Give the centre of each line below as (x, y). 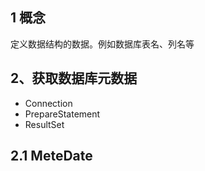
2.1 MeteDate (51, 156)
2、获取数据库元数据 (74, 78)
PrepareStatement (62, 114)
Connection (48, 103)
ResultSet (44, 124)
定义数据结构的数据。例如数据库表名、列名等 (102, 44)
